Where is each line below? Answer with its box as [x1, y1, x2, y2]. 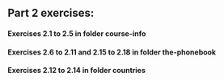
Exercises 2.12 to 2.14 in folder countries [7, 66, 146, 75]
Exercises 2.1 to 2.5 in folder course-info [7, 28, 146, 38]
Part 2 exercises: [7, 6, 95, 20]
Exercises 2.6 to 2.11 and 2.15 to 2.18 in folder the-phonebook [7, 47, 216, 57]
